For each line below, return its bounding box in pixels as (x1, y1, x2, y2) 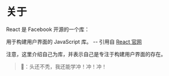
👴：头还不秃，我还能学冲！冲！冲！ (20, 63, 107, 70)
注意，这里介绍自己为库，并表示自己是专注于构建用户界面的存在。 (6, 50, 166, 57)
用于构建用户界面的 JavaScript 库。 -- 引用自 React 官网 (6, 38, 143, 45)
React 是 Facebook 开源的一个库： (6, 26, 90, 33)
